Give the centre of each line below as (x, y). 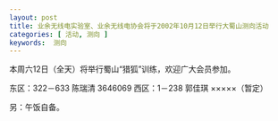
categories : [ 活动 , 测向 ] (59, 34)
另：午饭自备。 (37, 108)
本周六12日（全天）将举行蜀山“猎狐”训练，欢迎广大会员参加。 (122, 69)
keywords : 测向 (38, 43)
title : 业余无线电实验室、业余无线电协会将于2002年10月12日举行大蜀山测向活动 (139, 26)
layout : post (34, 17)
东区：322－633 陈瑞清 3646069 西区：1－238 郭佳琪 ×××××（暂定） (139, 88)
